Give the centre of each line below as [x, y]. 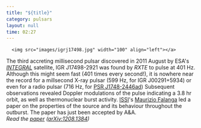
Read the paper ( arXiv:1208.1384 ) [48, 119]
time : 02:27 [21, 32]
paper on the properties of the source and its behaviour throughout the [94, 106]
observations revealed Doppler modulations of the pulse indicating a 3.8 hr [99, 93]
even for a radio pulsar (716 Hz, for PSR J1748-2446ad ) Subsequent [91, 87]
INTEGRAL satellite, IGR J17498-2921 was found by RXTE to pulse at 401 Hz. [101, 68]
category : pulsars [29, 19]
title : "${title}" [29, 13]
